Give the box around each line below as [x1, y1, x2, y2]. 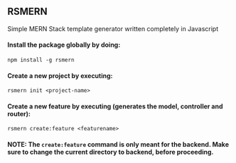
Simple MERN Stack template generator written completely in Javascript [7, 24, 219, 33]
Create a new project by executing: [7, 71, 113, 80]
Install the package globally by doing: [7, 40, 121, 49]
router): [7, 109, 31, 118]
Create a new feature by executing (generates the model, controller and [7, 102, 223, 111]
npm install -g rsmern [7, 57, 75, 64]
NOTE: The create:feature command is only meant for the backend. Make [7, 140, 230, 149]
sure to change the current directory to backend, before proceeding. [7, 148, 214, 157]
